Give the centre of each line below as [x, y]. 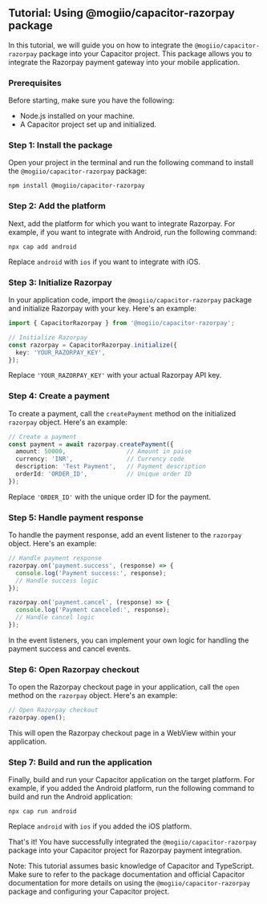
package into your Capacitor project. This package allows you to [146, 53]
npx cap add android [43, 247]
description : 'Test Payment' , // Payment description [111, 467]
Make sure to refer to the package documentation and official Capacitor [127, 874]
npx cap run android [43, 812]
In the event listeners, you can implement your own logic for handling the [129, 640]
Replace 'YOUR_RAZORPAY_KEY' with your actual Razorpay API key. [115, 375]
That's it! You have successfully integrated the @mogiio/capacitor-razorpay [132, 842]
